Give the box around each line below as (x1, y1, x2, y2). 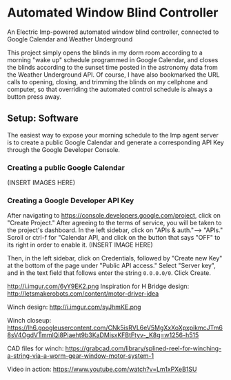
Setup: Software (7, 113, 79, 124)
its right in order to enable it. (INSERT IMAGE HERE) (7, 240, 153, 249)
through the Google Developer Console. (7, 145, 121, 153)
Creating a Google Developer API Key (7, 196, 134, 205)
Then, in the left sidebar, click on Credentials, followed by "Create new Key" (7, 254, 223, 263)
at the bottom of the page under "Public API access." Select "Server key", (7, 261, 216, 270)
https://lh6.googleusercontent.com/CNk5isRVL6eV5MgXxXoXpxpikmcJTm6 (7, 323, 223, 332)
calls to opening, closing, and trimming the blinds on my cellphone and (7, 77, 208, 86)
